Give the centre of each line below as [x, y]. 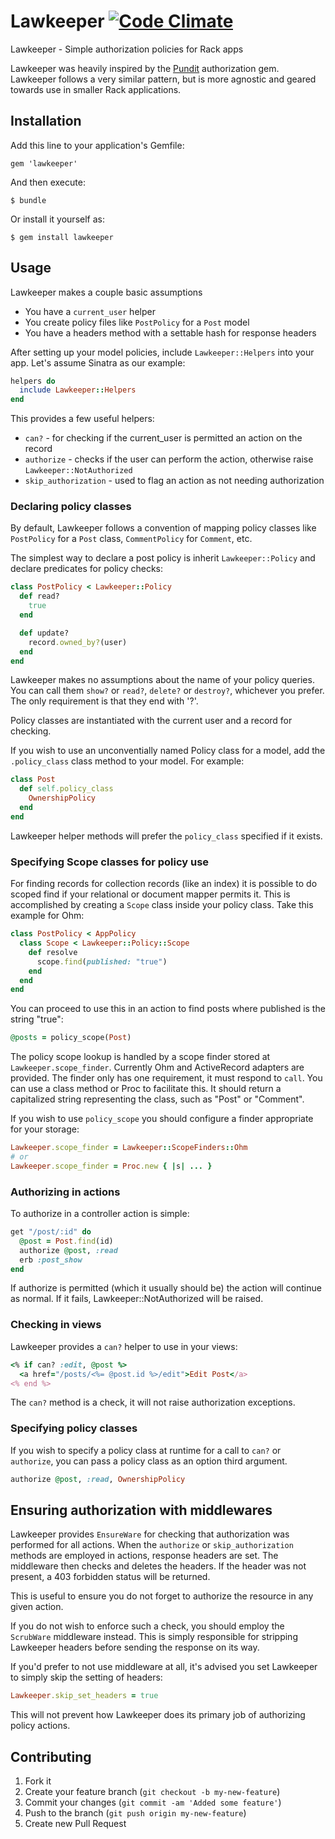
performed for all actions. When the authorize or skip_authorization [152, 1545]
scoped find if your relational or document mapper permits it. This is [150, 894]
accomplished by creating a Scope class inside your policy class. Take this [162, 905]
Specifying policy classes [74, 1428]
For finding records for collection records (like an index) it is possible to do [164, 884]
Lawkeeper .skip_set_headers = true [84, 1696]
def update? [44, 633]
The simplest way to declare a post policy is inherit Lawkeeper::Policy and [163, 558]
